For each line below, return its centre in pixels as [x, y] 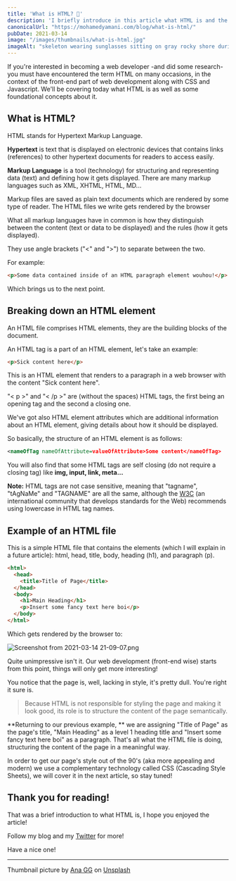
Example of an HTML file [62, 531]
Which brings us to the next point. [56, 289]
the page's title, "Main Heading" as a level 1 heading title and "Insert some [114, 732]
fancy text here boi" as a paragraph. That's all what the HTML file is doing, [115, 739]
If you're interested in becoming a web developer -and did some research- [115, 67]
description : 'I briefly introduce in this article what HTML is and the [118, 20]
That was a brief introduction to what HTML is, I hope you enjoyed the [108, 815]
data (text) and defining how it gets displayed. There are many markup [109, 177]
